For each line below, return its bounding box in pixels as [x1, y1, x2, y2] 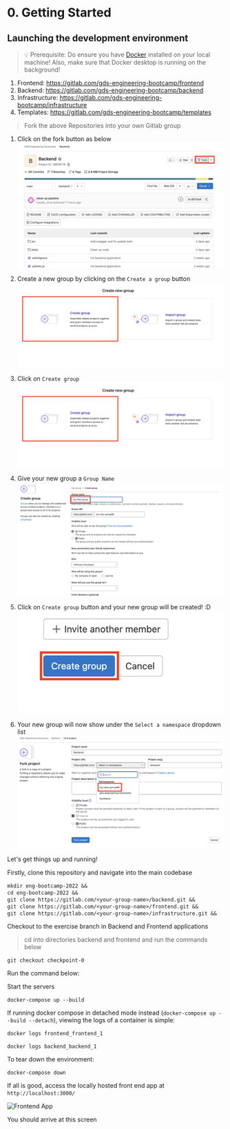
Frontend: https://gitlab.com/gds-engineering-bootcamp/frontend [17, 79, 205, 87]
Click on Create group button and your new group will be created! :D [17, 602, 211, 611]
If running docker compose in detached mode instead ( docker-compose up [7, 1009, 216, 1017]
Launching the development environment [7, 32, 189, 44]
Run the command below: [7, 969, 80, 978]
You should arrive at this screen [7, 1115, 98, 1123]
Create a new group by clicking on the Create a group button [17, 274, 191, 283]
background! [23, 65, 61, 74]
